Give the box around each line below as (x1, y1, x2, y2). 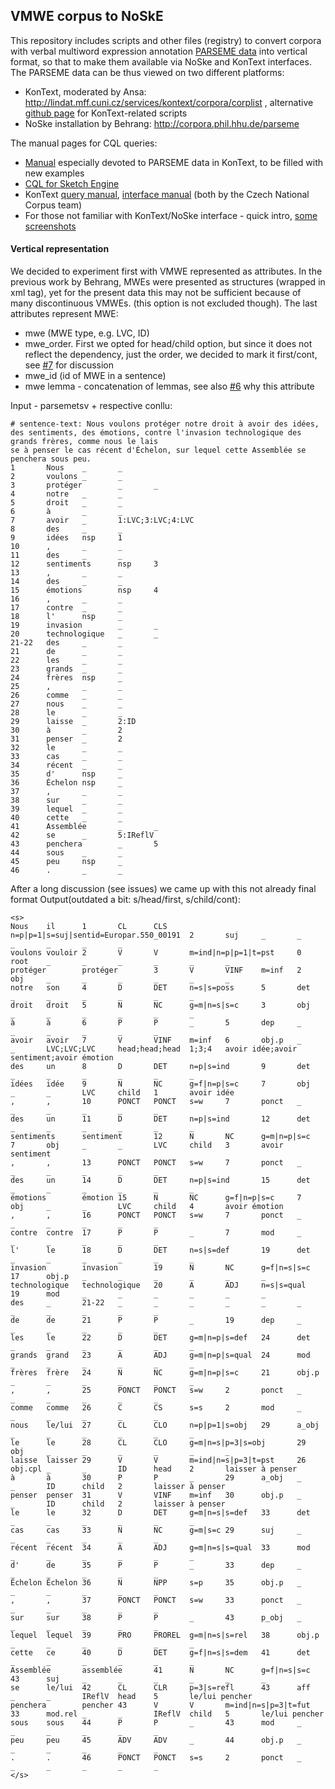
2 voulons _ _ (10, 472, 123, 482)
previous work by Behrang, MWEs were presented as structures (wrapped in (10, 276, 326, 288)
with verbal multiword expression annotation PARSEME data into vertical (10, 45, 308, 57)
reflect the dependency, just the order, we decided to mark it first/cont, (24, 349, 318, 361)
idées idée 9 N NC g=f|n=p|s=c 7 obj (10, 1079, 311, 1089)
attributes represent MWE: (10, 308, 119, 320)
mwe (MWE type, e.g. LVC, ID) (24, 327, 150, 339)
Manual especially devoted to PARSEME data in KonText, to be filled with (24, 156, 324, 168)
